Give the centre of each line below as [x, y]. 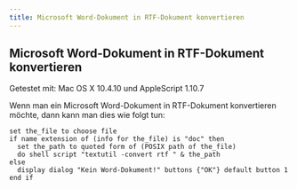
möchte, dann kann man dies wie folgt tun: [88, 115]
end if [21, 178]
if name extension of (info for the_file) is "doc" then [117, 139]
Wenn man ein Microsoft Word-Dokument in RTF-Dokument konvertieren [143, 106]
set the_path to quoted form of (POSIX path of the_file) [127, 147]
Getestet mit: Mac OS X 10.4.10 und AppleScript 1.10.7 [107, 89]
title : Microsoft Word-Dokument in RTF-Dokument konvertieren [127, 17]
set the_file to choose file [63, 131]
